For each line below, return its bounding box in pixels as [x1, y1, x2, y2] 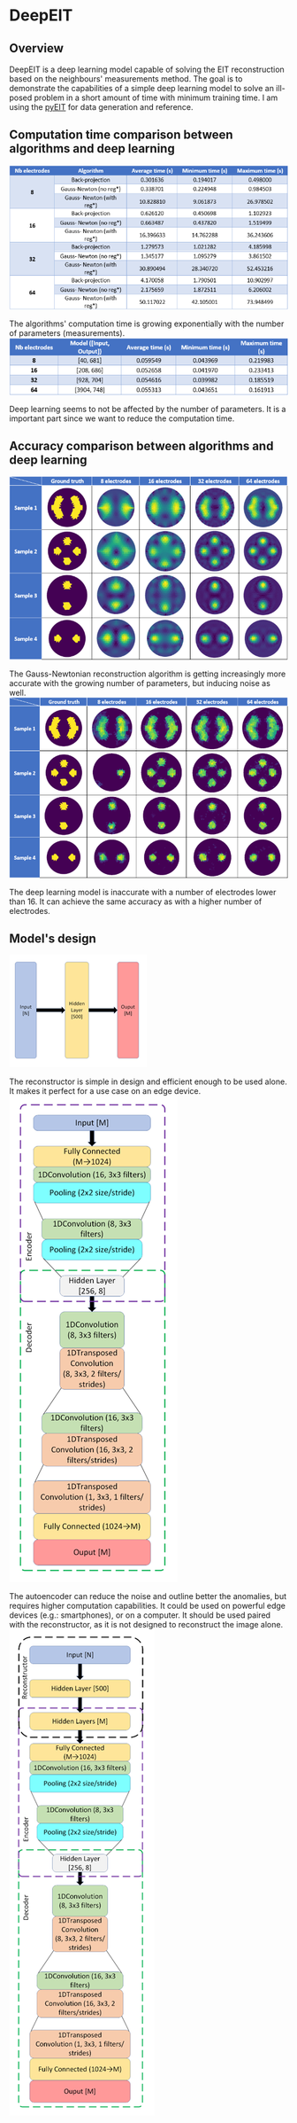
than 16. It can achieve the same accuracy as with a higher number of [9, 896, 263, 907]
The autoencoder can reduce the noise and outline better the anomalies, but [9, 1591, 287, 1602]
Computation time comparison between [9, 128, 233, 143]
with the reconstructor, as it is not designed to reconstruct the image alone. [9, 1620, 284, 1630]
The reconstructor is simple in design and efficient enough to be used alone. [9, 1076, 287, 1087]
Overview [9, 41, 65, 56]
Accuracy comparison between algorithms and [9, 439, 274, 454]
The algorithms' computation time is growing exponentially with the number [9, 318, 285, 329]
